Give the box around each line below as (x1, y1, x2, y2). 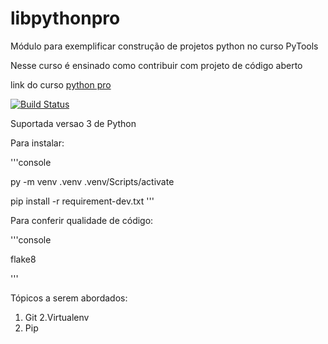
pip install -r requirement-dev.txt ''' (10, 195, 155, 207)
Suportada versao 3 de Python (10, 117, 137, 129)
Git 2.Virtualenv (24, 311, 90, 323)
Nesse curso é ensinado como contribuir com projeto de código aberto (10, 59, 303, 71)
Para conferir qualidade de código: (10, 214, 154, 226)
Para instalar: (10, 137, 65, 149)
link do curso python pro (10, 78, 112, 91)
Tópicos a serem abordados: (10, 292, 128, 304)
